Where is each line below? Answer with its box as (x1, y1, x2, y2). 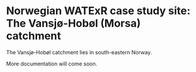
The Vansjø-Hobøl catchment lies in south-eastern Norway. (6, 48, 152, 55)
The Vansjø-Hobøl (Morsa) (6, 17, 141, 30)
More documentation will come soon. (6, 60, 98, 67)
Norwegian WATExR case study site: (6, 4, 191, 18)
